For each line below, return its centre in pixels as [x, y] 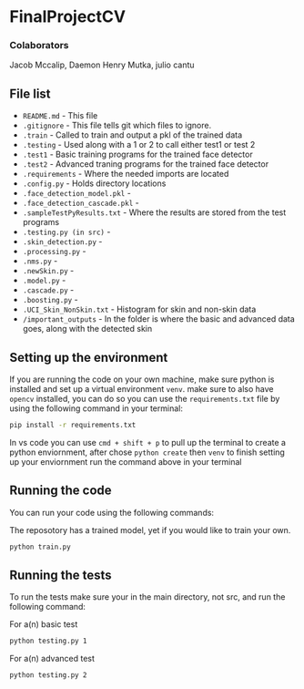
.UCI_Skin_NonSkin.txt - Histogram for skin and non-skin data [139, 309]
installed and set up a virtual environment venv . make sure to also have [142, 389]
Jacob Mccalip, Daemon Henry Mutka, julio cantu [102, 65]
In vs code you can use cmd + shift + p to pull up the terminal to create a [148, 442]
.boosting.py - [51, 300]
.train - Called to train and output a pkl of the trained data [132, 135]
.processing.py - [54, 252]
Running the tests [61, 576]
